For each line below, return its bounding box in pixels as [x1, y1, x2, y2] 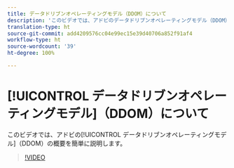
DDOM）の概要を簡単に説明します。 [22, 138, 127, 148]
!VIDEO [24, 153, 46, 162]
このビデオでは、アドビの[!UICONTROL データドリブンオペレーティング [7, 130, 215, 138]
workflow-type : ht [7, 37, 61, 44]
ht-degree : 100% [7, 50, 55, 57]
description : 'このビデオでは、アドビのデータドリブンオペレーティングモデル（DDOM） [7, 17, 230, 24]
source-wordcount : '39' [7, 43, 77, 50]
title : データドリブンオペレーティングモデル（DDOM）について [7, 10, 167, 18]
